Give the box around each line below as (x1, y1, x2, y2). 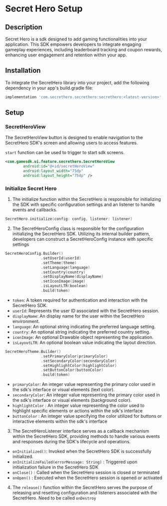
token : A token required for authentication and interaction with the (12, 297, 148, 303)
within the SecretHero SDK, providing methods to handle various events (12, 433, 161, 439)
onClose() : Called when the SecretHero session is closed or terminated (12, 470, 160, 476)
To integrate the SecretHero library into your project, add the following (5, 79, 150, 85)
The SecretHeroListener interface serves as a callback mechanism (12, 428, 150, 434)
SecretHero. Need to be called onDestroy (12, 495, 96, 501)
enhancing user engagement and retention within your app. (5, 52, 127, 58)
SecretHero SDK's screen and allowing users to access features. (5, 140, 138, 146)
